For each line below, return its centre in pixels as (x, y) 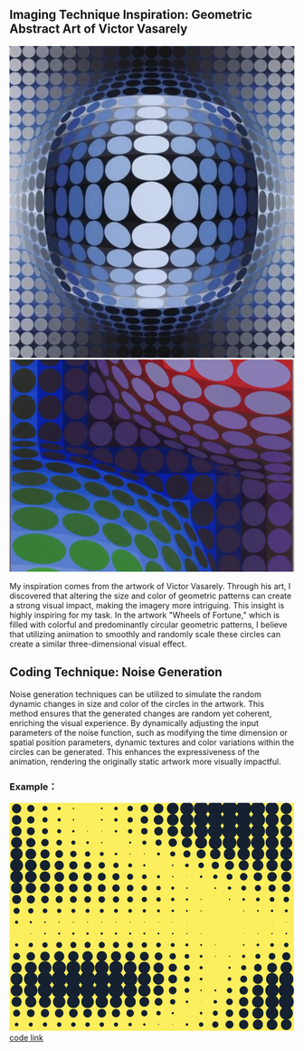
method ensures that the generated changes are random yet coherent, (141, 713)
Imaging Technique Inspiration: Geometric (131, 15)
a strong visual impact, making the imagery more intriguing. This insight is (147, 606)
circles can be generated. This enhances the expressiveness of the (134, 751)
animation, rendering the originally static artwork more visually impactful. (146, 761)
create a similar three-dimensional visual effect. (98, 644)
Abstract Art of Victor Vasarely (99, 29)
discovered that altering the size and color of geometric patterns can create (151, 596)
